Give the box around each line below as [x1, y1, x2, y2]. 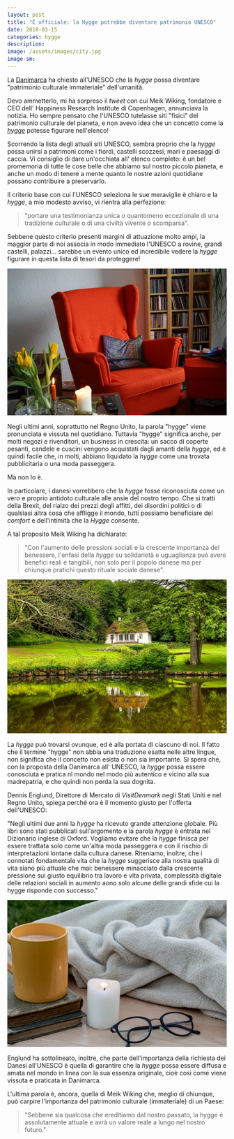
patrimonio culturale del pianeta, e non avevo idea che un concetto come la [7, 119, 224, 127]
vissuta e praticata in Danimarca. [7, 1076, 102, 1084]
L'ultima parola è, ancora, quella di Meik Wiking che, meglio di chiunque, [7, 1089, 214, 1098]
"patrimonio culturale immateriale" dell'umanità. [7, 82, 144, 91]
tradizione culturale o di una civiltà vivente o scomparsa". [24, 219, 189, 227]
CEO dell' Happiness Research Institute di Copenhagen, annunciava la [7, 103, 208, 112]
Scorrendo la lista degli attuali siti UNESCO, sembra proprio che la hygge [7, 140, 216, 148]
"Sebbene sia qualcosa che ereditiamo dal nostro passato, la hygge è [24, 1110, 224, 1119]
